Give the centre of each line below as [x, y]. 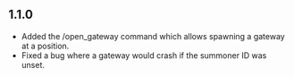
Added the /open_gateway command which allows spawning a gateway [153, 36]
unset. [33, 64]
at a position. [45, 46]
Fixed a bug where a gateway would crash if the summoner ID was [144, 55]
